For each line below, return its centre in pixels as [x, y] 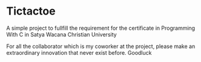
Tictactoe [31, 11]
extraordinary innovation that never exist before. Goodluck [79, 52]
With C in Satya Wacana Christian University [61, 34]
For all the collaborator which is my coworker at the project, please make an [101, 46]
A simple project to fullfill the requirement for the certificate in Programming [101, 28]
